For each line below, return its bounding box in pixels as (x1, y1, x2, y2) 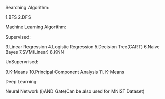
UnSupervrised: (5, 59, 38, 65)
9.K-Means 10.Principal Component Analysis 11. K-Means (5, 69, 125, 75)
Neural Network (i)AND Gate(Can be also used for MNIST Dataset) (5, 88, 145, 94)
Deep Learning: (5, 79, 38, 84)
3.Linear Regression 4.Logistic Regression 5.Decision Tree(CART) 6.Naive (5, 44, 160, 50)
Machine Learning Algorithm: (5, 24, 66, 30)
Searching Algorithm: (5, 5, 50, 10)
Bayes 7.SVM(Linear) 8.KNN (5, 49, 64, 55)
